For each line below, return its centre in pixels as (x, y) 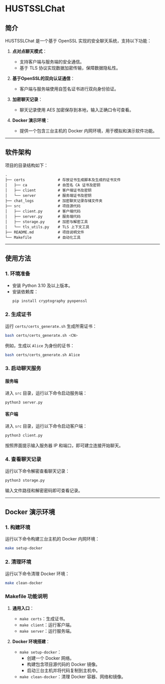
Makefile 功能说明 (27, 596)
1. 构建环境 (18, 527)
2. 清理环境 (18, 562)
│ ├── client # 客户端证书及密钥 (48, 190)
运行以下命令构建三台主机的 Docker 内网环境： (52, 539)
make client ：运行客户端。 (47, 625)
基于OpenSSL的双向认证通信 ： (43, 78)
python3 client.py (24, 435)
